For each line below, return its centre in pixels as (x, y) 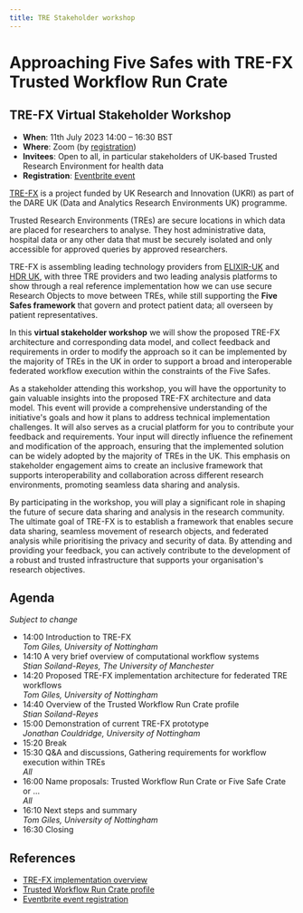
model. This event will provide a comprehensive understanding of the (138, 408)
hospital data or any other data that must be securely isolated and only (141, 239)
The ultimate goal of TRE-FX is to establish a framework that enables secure (151, 521)
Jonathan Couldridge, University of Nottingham (111, 734)
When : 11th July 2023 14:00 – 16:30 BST (98, 137)
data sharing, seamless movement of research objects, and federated (139, 531)
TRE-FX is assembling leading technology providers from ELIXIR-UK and (145, 266)
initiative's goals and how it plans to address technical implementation (140, 417)
